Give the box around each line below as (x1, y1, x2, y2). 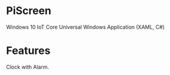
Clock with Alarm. (6, 63, 49, 70)
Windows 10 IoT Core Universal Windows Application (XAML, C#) (6, 23, 165, 30)
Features (6, 44, 51, 57)
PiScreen (6, 4, 52, 18)
